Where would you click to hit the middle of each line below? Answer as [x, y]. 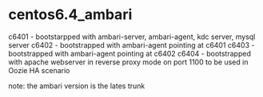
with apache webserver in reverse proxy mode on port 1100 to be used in [128, 62]
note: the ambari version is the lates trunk [77, 86]
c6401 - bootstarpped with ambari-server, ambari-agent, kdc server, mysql [132, 37]
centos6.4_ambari [70, 15]
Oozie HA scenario [39, 70]
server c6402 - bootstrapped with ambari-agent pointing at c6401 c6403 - [131, 45]
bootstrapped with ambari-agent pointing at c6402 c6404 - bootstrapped [130, 53]
